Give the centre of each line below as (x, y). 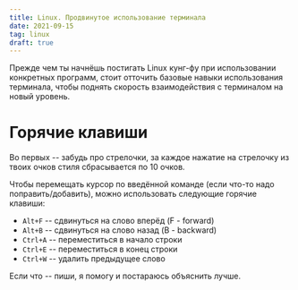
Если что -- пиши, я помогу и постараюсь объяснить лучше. (125, 276)
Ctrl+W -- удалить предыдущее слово (94, 259)
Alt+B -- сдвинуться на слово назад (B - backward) (119, 230)
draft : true (31, 43)
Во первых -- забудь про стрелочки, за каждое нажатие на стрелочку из (149, 158)
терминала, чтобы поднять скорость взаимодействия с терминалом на (146, 87)
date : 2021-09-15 (42, 26)
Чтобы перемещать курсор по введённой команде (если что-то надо (142, 184)
